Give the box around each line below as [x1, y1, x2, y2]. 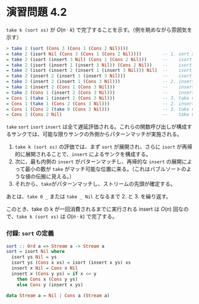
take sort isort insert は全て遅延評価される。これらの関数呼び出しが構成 [6, 123, 187, 131]
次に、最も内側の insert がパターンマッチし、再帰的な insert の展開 [14, 158, 182, 165]
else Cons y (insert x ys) [17, 281, 84, 288]
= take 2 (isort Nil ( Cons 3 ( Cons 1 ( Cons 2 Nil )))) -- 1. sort [6, 51, 190, 57]
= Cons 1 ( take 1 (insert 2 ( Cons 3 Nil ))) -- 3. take [6, 95, 190, 101]
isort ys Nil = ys [11, 254, 57, 260]
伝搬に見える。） [35, 173, 75, 180]
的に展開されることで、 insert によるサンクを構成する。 [14, 151, 152, 158]
